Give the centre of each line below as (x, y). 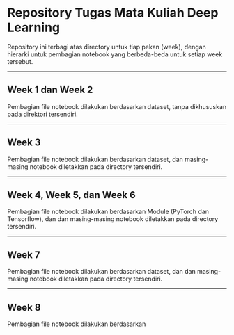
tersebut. (20, 61)
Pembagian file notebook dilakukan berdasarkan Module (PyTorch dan (108, 212)
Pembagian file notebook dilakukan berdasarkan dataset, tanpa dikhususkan (117, 106)
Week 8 (24, 307)
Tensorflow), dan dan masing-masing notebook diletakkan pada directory (113, 219)
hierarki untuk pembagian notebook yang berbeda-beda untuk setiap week (115, 54)
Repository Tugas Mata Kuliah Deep (113, 13)
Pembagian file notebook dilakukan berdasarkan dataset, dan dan (102, 272)
